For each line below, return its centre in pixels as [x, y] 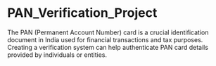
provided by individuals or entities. [57, 55]
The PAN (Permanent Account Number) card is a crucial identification [108, 32]
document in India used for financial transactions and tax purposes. [105, 39]
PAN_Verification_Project [82, 13]
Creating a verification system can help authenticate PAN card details [108, 47]
